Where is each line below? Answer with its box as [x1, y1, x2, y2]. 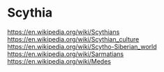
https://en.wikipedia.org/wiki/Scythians [7, 28, 120, 36]
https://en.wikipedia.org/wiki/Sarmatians [7, 50, 124, 58]
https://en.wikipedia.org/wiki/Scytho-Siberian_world [7, 42, 157, 51]
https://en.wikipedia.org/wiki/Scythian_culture [7, 35, 140, 43]
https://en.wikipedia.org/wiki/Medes [7, 57, 112, 65]
